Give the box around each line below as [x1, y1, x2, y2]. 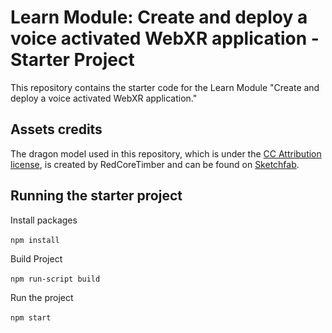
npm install [10, 235, 60, 245]
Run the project [10, 291, 74, 303]
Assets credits [10, 121, 103, 138]
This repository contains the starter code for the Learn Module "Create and [10, 81, 320, 93]
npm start [10, 312, 52, 323]
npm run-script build [10, 274, 101, 284]
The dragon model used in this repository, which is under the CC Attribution [10, 147, 322, 160]
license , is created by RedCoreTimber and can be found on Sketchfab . [10, 158, 300, 170]
